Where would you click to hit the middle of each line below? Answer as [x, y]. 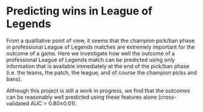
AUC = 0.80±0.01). [53, 103]
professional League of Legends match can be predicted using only [91, 60]
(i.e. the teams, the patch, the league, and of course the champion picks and [101, 72]
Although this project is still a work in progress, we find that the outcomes [98, 90]
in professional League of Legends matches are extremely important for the [101, 47]
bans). [14, 79]
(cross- [168, 97]
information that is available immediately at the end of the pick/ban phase [98, 66]
